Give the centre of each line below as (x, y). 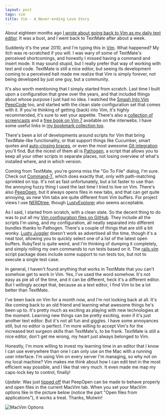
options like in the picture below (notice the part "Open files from (71, 392)
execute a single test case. (32, 260)
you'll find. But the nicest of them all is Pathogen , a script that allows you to (82, 151)
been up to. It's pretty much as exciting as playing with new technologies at (82, 310)
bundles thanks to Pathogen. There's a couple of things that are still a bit (79, 228)
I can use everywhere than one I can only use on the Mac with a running (79, 351)
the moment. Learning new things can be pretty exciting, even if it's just (78, 316)
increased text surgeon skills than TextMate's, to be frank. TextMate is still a (82, 331)
